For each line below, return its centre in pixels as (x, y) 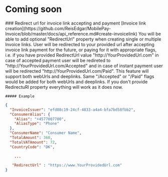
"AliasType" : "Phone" (37, 124)
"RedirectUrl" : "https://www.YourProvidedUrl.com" (67, 165)
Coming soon (34, 9)
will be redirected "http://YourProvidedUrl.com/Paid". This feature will (77, 71)
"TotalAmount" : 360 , (31, 138)
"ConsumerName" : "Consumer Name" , (46, 133)
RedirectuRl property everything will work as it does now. (64, 87)
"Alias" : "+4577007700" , (40, 119)
